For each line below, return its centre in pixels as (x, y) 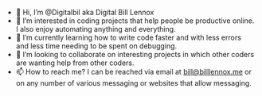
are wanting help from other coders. (75, 63)
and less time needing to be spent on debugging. (96, 46)
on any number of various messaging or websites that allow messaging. (134, 83)
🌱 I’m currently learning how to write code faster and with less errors (128, 37)
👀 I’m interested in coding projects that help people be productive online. (135, 21)
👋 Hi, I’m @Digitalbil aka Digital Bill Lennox (85, 12)
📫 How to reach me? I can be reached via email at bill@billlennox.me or (134, 72)
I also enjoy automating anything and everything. (96, 29)
